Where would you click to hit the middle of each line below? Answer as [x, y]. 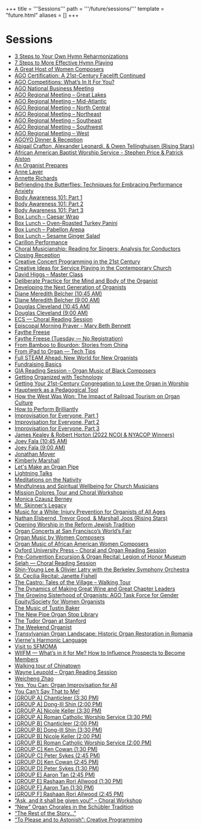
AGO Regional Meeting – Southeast [58, 120]
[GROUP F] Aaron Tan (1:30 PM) [54, 787]
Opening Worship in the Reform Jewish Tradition [75, 524]
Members [26, 659]
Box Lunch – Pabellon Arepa [49, 229]
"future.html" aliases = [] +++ [42, 15]
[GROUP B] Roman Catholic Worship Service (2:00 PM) [83, 743]
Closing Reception [37, 255]
